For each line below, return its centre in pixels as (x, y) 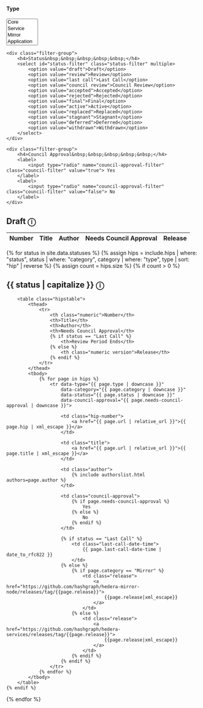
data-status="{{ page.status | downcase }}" (118, 395)
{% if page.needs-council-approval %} (121, 501)
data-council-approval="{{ (95, 400)
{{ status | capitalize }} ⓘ (55, 285)
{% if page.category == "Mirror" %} (118, 570)
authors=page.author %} (36, 480)
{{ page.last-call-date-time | (122, 549)
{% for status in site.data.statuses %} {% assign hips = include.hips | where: (102, 253)
